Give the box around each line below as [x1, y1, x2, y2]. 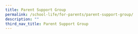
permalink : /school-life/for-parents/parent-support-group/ [5, 12, 134, 17]
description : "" [5, 16, 39, 21]
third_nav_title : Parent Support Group [5, 21, 89, 26]
